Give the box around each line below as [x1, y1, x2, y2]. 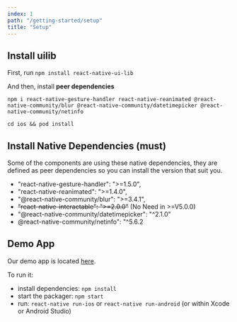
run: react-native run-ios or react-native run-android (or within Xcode [17, 299, 230, 308]
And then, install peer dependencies [7, 82, 115, 91]
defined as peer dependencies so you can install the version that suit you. [7, 166, 223, 174]
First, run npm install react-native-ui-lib [7, 69, 134, 77]
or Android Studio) [17, 306, 72, 315]
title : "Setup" [7, 23, 52, 30]
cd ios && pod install [7, 121, 74, 128]
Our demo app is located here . [7, 256, 96, 265]
